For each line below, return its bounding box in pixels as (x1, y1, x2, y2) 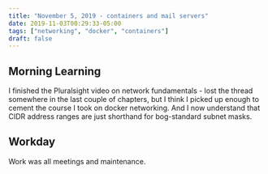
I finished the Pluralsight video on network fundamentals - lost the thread (8, 86, 253, 95)
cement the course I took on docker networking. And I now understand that (8, 103, 261, 113)
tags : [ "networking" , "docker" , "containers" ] (8, 27, 169, 35)
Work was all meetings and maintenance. (8, 156, 146, 166)
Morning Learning (8, 64, 102, 78)
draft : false (8, 34, 53, 43)
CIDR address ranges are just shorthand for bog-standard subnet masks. (8, 112, 253, 121)
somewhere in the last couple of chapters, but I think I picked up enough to (8, 95, 260, 104)
